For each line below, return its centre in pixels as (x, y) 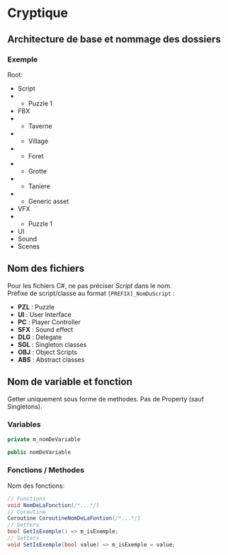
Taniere (39, 186)
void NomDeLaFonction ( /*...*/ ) (53, 505)
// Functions (27, 498)
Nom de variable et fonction (70, 382)
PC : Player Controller (49, 322)
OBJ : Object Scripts (47, 352)
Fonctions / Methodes (46, 470)
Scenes (29, 246)
